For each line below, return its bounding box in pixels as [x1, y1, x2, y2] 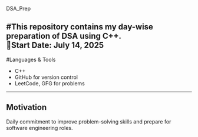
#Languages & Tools [6, 56, 56, 63]
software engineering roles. [6, 124, 73, 131]
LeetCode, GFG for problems [14, 79, 85, 87]
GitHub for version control [14, 73, 78, 81]
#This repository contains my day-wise [6, 22, 153, 32]
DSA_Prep [6, 5, 31, 12]
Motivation [6, 102, 47, 112]
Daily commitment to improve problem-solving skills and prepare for [6, 118, 171, 125]
